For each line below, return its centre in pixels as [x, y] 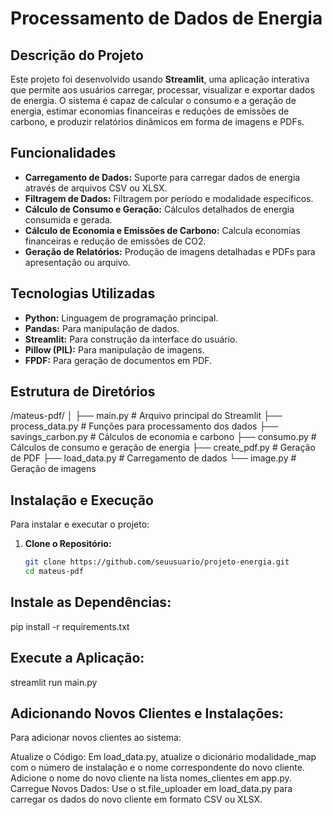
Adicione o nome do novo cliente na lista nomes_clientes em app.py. [151, 778]
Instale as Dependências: [91, 602]
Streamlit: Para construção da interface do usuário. [131, 339]
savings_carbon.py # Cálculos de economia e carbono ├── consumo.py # [163, 437]
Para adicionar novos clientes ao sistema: [96, 738]
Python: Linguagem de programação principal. [121, 318]
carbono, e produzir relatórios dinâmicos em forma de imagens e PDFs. [157, 121]
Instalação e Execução [82, 500]
